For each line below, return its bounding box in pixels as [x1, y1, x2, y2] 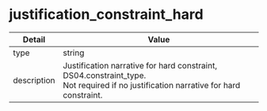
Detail [22, 34, 46, 45]
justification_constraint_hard [9, 6, 204, 24]
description [13, 75, 55, 86]
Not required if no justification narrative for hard [63, 80, 241, 91]
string [63, 47, 85, 58]
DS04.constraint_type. [63, 69, 147, 80]
